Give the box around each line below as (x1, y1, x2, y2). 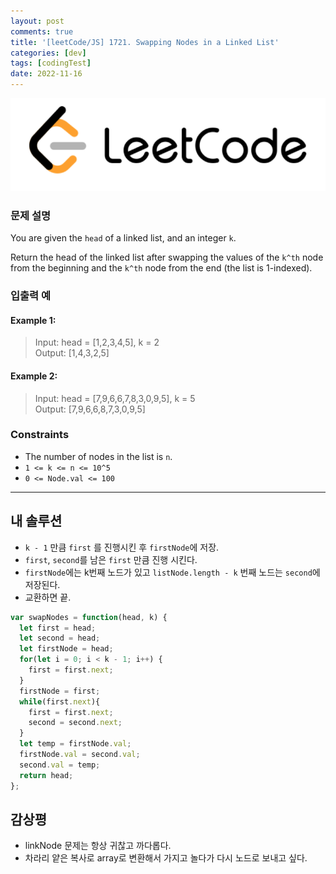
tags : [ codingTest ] (10, 58, 92, 69)
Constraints (10, 428, 70, 442)
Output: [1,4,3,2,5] (34, 347, 110, 359)
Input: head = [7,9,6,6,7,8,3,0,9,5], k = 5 (34, 392, 196, 404)
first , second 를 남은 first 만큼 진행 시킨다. (24, 553, 198, 565)
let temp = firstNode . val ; (19, 739, 132, 749)
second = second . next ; (28, 718, 123, 728)
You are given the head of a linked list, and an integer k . (10, 232, 237, 244)
